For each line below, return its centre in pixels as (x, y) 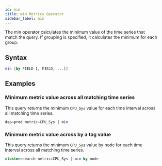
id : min (13, 9)
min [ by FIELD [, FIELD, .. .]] (37, 69)
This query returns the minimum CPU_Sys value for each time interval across (80, 108)
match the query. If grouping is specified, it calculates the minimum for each (81, 37)
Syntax (16, 58)
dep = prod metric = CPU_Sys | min (37, 122)
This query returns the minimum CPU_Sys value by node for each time (74, 145)
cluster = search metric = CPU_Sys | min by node (52, 159)
